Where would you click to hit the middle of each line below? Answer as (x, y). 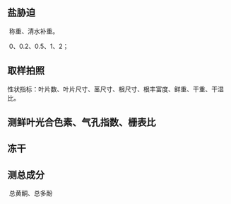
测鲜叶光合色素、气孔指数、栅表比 (82, 123)
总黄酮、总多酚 (31, 193)
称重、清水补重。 (34, 31)
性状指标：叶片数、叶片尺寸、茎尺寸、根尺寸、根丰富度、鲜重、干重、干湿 (115, 89)
